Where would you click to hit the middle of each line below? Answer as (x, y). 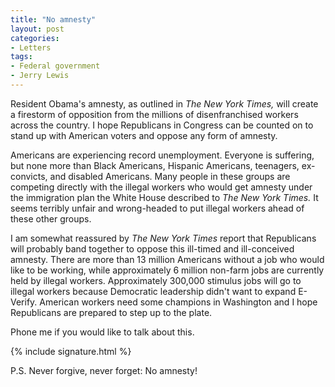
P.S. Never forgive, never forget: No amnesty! (104, 370)
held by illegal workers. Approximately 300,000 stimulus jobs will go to (156, 280)
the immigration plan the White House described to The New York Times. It (164, 197)
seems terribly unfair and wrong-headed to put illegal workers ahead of (157, 208)
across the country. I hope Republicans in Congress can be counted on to (162, 125)
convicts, (29, 176)
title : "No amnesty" (53, 19)
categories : (35, 38)
